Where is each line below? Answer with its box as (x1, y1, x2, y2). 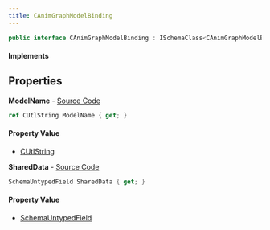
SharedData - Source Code (8, 162, 100, 171)
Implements (8, 51, 50, 61)
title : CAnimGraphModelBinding (8, 11, 113, 20)
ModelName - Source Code (8, 96, 100, 105)
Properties (8, 74, 63, 88)
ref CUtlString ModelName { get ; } (8, 111, 128, 119)
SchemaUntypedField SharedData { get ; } (8, 178, 146, 186)
